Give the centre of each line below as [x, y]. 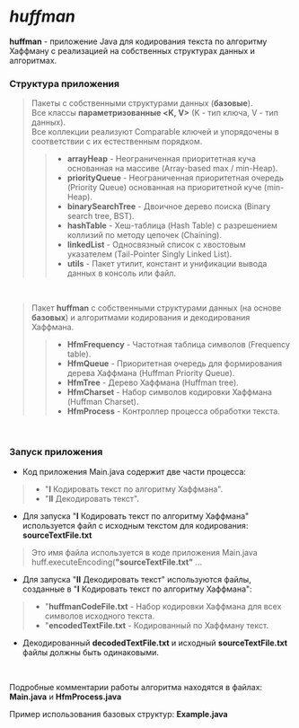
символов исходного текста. [100, 616]
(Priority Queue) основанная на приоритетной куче [164, 188]
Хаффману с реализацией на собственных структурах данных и [132, 50]
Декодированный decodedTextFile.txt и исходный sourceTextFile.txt [155, 643]
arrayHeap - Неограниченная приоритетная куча [161, 159]
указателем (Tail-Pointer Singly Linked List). [149, 254]
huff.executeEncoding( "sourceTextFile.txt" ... [117, 562]
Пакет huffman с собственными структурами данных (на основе [156, 308]
